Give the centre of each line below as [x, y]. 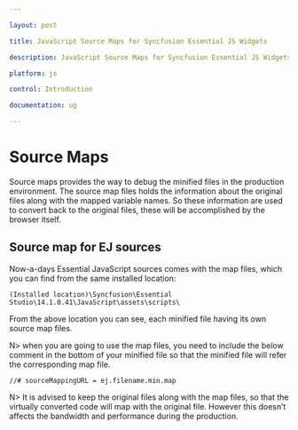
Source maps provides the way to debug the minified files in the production [147, 181]
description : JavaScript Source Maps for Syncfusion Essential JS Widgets [150, 57]
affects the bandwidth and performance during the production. [124, 416]
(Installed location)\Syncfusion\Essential [91, 294]
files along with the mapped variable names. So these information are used [146, 200]
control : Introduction [51, 90]
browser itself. [35, 219]
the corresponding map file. [60, 364]
